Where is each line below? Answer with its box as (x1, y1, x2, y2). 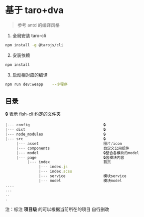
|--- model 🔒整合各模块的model (16, 150, 140, 155)
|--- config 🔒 (5, 123, 106, 128)
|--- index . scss (38, 169, 72, 174)
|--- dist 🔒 (5, 127, 106, 132)
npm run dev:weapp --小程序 (5, 82, 68, 87)
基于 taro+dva (5, 4, 64, 16)
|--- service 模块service (38, 174, 127, 179)
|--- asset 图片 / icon (16, 141, 122, 146)
